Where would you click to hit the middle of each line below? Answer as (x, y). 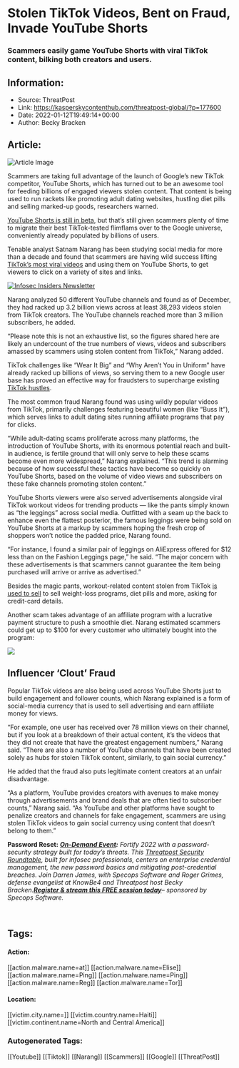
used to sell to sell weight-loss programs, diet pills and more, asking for (112, 593)
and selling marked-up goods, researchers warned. (83, 206)
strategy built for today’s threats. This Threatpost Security (119, 852)
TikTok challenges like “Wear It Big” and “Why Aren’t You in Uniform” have (117, 365)
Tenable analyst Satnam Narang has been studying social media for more (115, 249)
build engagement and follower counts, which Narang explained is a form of (119, 698)
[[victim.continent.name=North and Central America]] (86, 1022)
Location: (22, 999)
